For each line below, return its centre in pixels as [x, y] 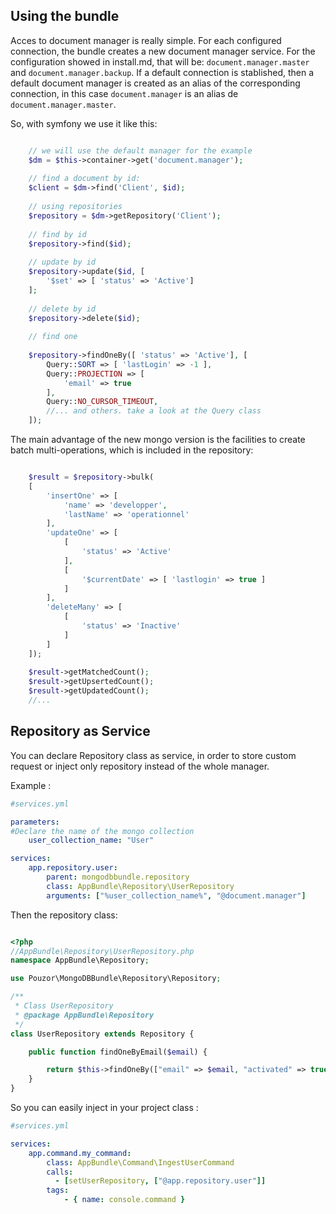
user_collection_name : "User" [91, 840]
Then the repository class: [64, 915]
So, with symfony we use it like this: [84, 123]
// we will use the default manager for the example [140, 150]
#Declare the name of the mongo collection [102, 831]
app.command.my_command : [80, 1153]
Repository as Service [80, 731]
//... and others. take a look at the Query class [154, 411]
